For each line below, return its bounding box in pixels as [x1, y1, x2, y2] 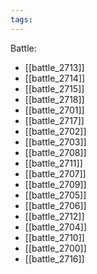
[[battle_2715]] [24, 82, 85, 95]
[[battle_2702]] [24, 125, 87, 137]
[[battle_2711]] [24, 157, 83, 169]
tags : [10, 14, 33, 25]
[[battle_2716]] [24, 252, 85, 265]
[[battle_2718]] [24, 93, 85, 105]
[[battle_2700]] [24, 242, 87, 254]
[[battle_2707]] [24, 167, 87, 180]
